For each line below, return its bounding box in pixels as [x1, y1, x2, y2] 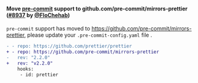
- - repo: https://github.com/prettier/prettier [6, 43, 132, 49]
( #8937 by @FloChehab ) [6, 11, 70, 18]
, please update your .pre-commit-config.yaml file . [24, 31, 152, 39]
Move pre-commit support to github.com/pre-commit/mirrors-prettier [6, 5, 188, 12]
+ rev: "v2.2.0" [6, 60, 53, 67]
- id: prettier [19, 71, 59, 78]
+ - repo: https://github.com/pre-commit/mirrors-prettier [6, 49, 160, 55]
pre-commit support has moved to [6, 25, 90, 32]
